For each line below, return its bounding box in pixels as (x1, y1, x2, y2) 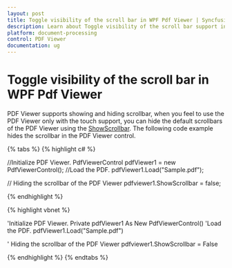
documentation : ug (7, 42, 60, 49)
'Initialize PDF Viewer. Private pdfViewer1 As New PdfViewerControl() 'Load (7, 219, 222, 227)
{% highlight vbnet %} (7, 205, 70, 214)
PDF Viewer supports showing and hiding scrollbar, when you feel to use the (7, 109, 224, 117)
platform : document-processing (7, 29, 97, 37)
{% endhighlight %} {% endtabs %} (7, 253, 108, 261)
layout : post (7, 10, 45, 17)
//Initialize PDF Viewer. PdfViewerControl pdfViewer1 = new (7, 158, 176, 166)
